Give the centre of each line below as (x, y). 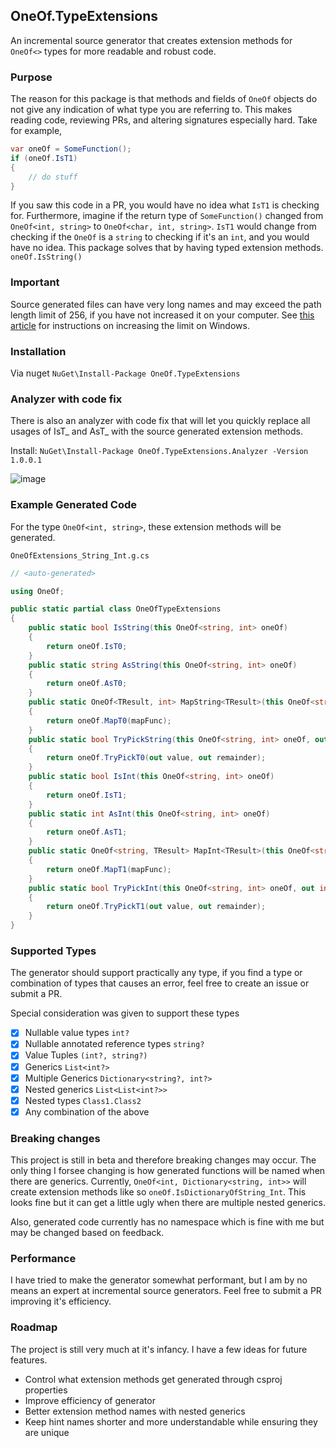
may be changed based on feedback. (87, 1233)
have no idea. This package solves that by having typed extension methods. (167, 248)
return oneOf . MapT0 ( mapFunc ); (109, 720)
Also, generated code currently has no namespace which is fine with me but (167, 1222)
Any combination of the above (87, 1111)
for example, (36, 131)
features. (29, 1360)
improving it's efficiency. (61, 1301)
